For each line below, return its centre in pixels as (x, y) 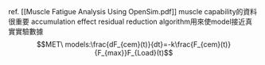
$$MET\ (50, 44)
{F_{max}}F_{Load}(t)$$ (134, 53)
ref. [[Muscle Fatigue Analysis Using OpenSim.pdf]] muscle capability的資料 (132, 11)
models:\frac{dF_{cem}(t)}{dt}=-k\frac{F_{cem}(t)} (148, 44)
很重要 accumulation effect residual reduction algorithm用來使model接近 (127, 21)
